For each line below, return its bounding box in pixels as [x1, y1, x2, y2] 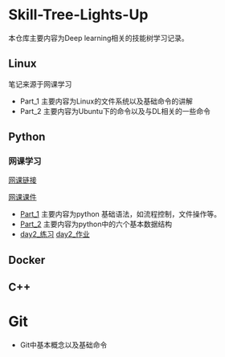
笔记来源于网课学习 [8, 79, 72, 89]
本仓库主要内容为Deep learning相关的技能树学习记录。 [8, 33, 189, 43]
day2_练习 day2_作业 [19, 229, 90, 239]
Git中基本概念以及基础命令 [19, 340, 108, 350]
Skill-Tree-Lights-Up [8, 6, 149, 24]
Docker [8, 253, 46, 266]
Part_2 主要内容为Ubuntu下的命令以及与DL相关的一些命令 [19, 106, 211, 116]
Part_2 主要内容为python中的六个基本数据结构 [19, 219, 173, 229]
